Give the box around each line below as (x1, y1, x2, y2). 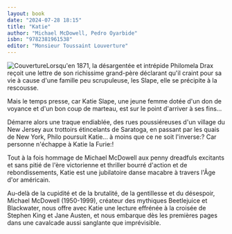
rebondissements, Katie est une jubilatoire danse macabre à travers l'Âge (7, 168, 216, 176)
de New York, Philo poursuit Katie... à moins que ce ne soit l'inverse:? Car (7, 133, 217, 141)
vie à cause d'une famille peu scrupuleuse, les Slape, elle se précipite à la (7, 76, 217, 84)
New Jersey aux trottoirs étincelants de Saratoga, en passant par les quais (7, 126, 220, 133)
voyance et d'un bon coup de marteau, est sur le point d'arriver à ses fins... (7, 105, 222, 112)
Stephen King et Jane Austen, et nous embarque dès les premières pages (7, 211, 218, 219)
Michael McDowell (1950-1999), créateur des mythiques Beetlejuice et (7, 197, 208, 205)
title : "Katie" (7, 23, 51, 30)
